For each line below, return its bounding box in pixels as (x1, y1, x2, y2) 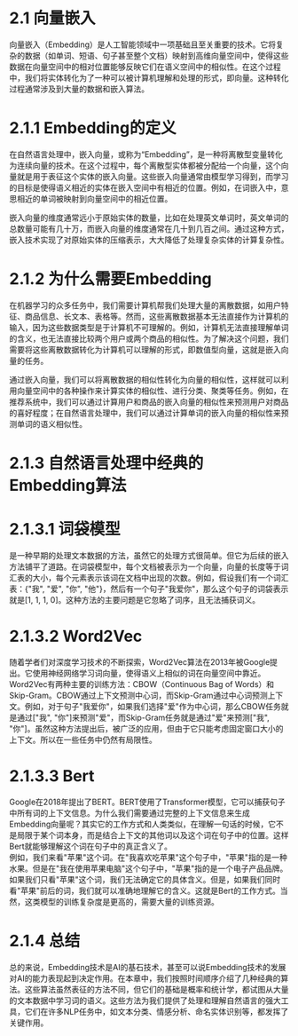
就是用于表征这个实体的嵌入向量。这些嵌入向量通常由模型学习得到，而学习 (16, 170, 289, 182)
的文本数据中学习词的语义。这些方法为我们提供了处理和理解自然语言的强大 (9, 995, 281, 1006)
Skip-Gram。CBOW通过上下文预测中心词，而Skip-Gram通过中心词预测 (9, 690, 268, 700)
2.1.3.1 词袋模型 (9, 519, 122, 540)
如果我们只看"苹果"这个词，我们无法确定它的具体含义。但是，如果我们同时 (9, 874, 281, 884)
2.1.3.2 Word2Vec (9, 627, 143, 646)
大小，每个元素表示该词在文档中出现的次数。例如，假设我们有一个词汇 (32, 572, 289, 582)
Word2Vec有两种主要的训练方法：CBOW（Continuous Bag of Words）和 (9, 678, 275, 689)
